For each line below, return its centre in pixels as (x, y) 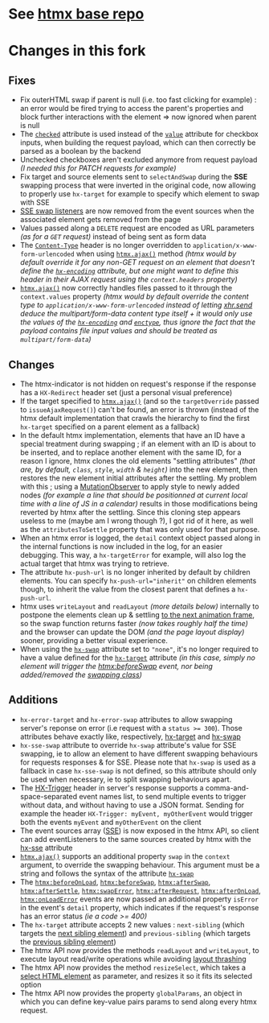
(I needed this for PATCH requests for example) (98, 168)
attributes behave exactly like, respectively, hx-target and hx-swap (130, 736)
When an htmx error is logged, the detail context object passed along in (140, 538)
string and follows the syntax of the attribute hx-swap (107, 873)
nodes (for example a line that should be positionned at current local (134, 495)
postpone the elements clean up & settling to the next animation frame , (137, 615)
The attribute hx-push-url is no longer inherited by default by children (135, 572)
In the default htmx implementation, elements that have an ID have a (132, 435)
